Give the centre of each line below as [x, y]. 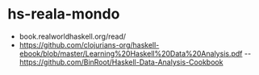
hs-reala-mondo [64, 14]
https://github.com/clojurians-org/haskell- [89, 44]
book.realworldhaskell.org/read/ [73, 36]
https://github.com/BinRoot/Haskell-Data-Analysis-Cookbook [121, 62]
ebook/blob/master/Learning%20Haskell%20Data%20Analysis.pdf [131, 53]
